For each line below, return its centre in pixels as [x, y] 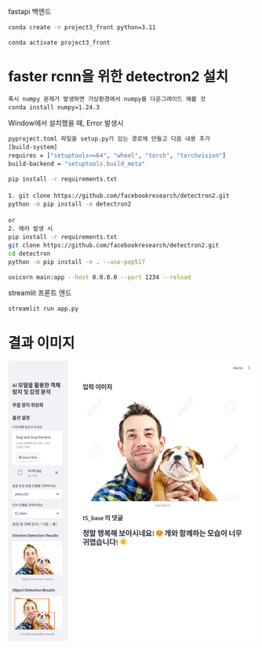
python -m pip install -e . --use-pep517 [77, 262]
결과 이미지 [42, 343]
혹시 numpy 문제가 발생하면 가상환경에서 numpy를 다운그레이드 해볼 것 [107, 99]
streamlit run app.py [44, 309]
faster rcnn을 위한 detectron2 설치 [118, 76]
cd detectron [29, 254]
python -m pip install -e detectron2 [70, 204]
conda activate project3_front [59, 42]
